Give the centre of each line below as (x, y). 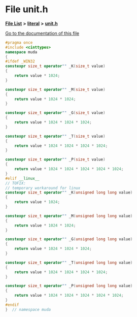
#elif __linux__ (22, 178)
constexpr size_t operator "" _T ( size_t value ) (55, 136)
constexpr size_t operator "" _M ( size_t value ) (55, 89)
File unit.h (27, 9)
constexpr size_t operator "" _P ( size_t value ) (55, 160)
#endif (12, 305)
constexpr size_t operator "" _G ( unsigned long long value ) (69, 239)
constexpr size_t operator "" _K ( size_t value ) (55, 66)
